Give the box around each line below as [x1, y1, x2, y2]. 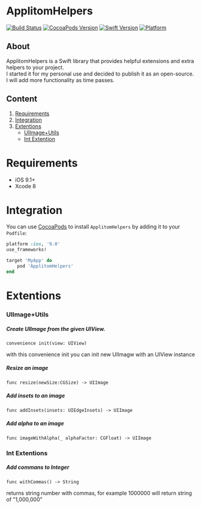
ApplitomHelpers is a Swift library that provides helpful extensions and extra [6, 57, 194, 64]
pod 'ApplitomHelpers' [17, 263, 74, 269]
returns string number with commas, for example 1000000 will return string [6, 489, 192, 496]
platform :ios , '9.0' [6, 241, 61, 247]
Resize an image [6, 365, 49, 372]
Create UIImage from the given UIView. [6, 325, 106, 332]
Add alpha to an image [6, 420, 64, 427]
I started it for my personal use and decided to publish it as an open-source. [6, 70, 194, 77]
